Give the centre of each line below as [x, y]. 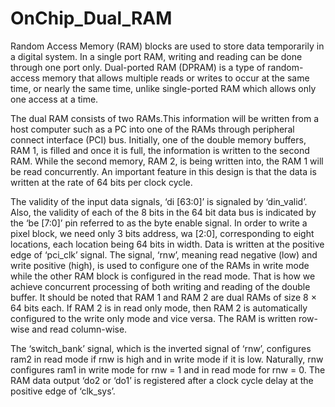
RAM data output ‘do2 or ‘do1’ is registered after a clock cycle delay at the [162, 380]
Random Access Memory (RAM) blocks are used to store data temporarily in [167, 46]
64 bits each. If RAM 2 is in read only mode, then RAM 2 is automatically [159, 308]
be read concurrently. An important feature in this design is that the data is [163, 171]
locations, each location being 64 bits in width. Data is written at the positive [167, 244]
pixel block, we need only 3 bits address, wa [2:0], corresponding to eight [162, 233]
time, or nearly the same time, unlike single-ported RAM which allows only [163, 88]
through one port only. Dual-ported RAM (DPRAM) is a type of [138, 67]
